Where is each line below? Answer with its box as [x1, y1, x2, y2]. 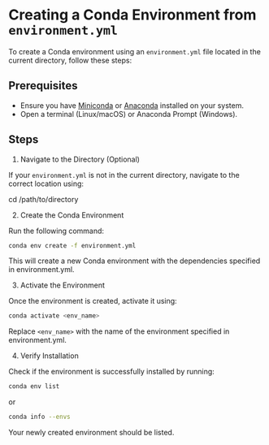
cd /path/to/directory [8, 194, 79, 204]
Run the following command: [8, 226, 104, 235]
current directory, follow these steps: [8, 55, 132, 65]
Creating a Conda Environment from [8, 6, 257, 24]
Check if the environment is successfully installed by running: [8, 367, 215, 377]
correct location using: [8, 179, 84, 188]
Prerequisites [8, 79, 78, 93]
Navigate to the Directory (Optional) [20, 154, 141, 164]
